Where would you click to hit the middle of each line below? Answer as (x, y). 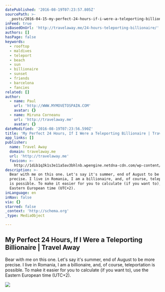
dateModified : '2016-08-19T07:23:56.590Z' (49, 129)
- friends (19, 78)
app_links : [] (20, 138)
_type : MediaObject (25, 216)
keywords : (15, 42)
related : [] (17, 92)
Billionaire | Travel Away (42, 247)
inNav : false (18, 197)
